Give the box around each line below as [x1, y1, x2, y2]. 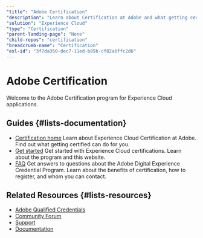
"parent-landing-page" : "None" [6, 31, 85, 37]
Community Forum [14, 213, 62, 220]
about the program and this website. [14, 153, 106, 161]
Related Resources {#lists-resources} [6, 190, 152, 200]
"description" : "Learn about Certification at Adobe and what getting [6, 14, 188, 21]
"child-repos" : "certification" [6, 37, 88, 43]
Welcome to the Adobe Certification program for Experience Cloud [6, 94, 172, 101]
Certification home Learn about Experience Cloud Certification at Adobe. [14, 134, 196, 141]
